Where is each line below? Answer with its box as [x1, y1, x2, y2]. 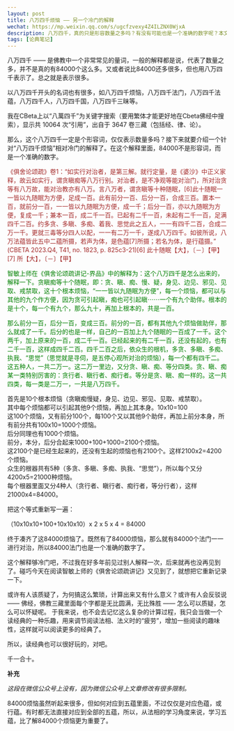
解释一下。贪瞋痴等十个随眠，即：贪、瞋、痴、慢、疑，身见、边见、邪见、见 [7, 278, 227, 286]
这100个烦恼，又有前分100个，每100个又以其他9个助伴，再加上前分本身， [7, 412, 219, 420]
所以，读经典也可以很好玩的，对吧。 [7, 640, 111, 648]
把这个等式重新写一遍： [7, 505, 75, 514]
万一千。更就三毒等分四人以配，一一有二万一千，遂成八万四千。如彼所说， [7, 228, 221, 237]
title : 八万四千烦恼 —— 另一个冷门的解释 [7, 17, 115, 24]
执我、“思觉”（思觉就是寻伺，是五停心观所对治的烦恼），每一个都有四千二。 [7, 354, 224, 362]
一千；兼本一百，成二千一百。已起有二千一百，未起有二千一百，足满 [31, 211, 227, 219]
